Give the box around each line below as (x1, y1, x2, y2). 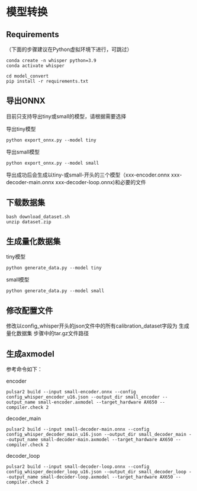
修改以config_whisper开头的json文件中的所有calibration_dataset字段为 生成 (6, 322, 189, 329)
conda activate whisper (6, 63, 65, 69)
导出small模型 (6, 148, 40, 155)
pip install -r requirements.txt (6, 78, 89, 84)
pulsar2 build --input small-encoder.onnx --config (6, 389, 136, 395)
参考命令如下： (6, 365, 43, 373)
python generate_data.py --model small (6, 288, 105, 294)
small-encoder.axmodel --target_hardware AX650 (37, 399, 158, 406)
